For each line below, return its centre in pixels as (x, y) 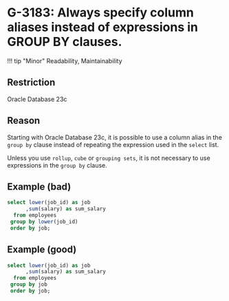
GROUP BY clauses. (65, 42)
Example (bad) (39, 187)
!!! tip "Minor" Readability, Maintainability (65, 60)
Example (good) (42, 250)
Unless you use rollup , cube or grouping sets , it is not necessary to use (109, 158)
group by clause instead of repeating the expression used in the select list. (113, 144)
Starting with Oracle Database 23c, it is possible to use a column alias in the (115, 137)
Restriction (31, 83)
